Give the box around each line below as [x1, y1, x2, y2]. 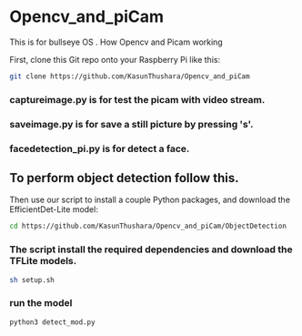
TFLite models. [9, 255, 77, 268]
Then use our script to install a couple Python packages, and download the [9, 194, 291, 206]
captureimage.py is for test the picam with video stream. [9, 93, 266, 106]
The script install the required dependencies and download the [9, 243, 293, 256]
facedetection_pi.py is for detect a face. [9, 142, 190, 155]
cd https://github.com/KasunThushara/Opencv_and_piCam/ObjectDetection [9, 221, 287, 231]
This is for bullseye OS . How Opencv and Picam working [9, 36, 223, 47]
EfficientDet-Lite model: [9, 204, 98, 215]
